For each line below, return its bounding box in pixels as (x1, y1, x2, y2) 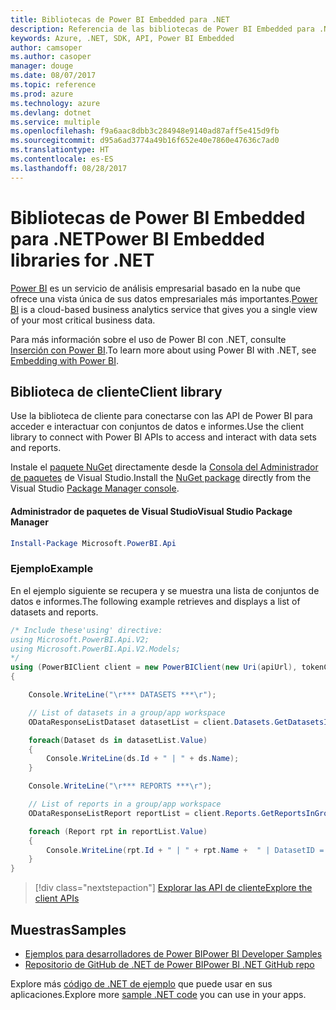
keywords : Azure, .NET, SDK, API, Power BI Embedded (10, 33, 235, 43)
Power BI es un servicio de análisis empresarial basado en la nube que (10, 282, 301, 294)
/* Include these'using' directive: (10, 625, 163, 635)
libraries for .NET (10, 249, 155, 271)
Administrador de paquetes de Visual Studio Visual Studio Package (10, 505, 293, 517)
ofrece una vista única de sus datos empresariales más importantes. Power (10, 292, 318, 305)
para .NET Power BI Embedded (10, 227, 265, 250)
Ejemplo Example (10, 562, 94, 576)
